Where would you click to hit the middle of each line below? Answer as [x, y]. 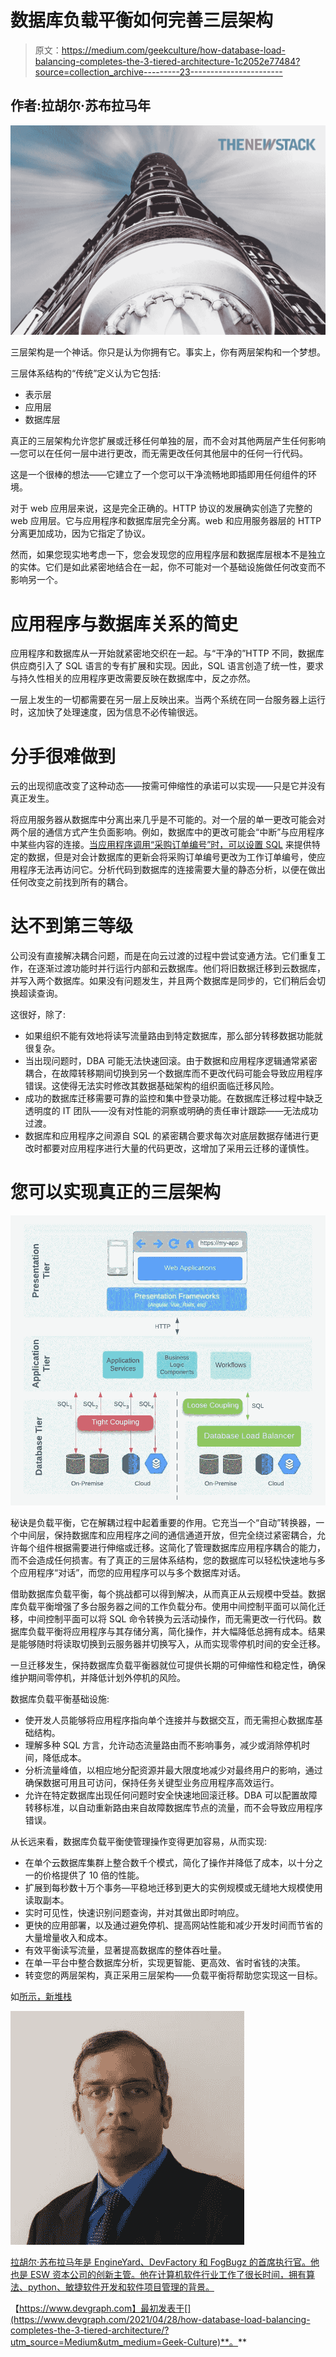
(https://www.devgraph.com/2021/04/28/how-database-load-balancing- [160, 2319]
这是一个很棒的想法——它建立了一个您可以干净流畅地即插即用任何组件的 [159, 475]
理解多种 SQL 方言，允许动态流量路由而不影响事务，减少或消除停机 [163, 1745]
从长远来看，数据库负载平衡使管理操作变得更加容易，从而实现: [139, 1841]
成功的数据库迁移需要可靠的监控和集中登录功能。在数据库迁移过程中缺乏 [173, 1098]
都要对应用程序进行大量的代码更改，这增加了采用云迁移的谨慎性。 [178, 1148]
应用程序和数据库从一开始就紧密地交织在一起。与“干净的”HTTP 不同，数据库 [167, 653]
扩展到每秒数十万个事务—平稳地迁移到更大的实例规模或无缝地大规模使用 [173, 1887]
